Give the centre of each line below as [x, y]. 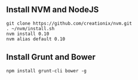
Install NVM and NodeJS [53, 10]
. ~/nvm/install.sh [30, 28]
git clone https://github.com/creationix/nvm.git [69, 23]
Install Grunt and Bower [51, 57]
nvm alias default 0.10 [36, 39]
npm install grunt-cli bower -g [46, 71]
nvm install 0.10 [28, 34]
